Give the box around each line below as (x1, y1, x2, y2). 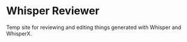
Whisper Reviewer (6, 4, 100, 18)
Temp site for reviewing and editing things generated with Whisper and (6, 24, 182, 31)
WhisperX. (6, 30, 32, 37)
